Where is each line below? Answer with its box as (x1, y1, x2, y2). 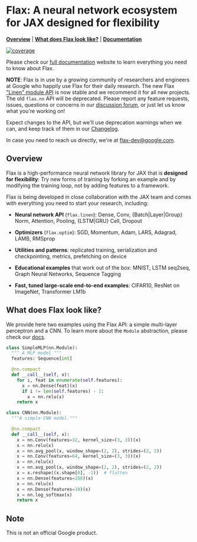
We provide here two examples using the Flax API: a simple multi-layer (6, 321, 178, 328)
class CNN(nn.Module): (6, 410, 62, 416)
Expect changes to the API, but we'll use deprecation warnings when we (6, 119, 182, 126)
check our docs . (6, 333, 46, 340)
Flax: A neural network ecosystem (6, 4, 178, 17)
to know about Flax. (6, 64, 54, 71)
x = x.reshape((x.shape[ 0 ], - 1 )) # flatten (17, 470, 128, 476)
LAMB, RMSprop (14, 235, 55, 242)
